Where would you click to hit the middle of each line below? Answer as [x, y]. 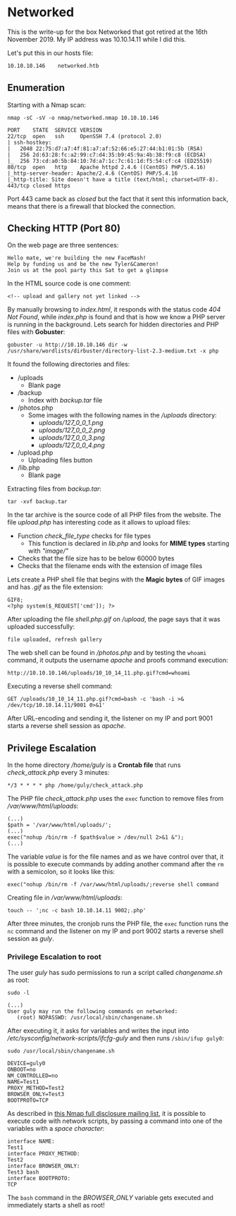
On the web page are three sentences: [63, 245]
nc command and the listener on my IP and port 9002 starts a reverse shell [116, 931]
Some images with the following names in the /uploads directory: [122, 415]
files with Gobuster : [36, 332]
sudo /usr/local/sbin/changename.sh [61, 1051]
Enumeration [36, 88]
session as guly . [31, 939]
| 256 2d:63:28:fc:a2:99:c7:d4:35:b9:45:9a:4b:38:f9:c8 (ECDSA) [107, 155]
